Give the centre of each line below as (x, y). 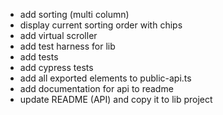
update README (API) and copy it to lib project (116, 99)
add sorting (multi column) (74, 14)
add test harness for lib (67, 46)
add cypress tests (56, 67)
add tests (39, 57)
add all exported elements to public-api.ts (105, 78)
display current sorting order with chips (101, 25)
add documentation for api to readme (96, 88)
